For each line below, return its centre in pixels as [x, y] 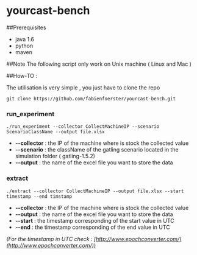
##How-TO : [22, 75]
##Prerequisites [27, 27]
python [24, 46]
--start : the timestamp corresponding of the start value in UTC [95, 220]
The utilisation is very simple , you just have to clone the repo [83, 87]
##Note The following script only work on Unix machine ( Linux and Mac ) [99, 64]
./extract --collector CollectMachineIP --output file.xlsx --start [95, 191]
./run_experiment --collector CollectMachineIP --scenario [83, 127]
